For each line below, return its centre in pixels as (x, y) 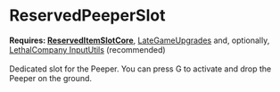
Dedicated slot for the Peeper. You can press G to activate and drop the (140, 69)
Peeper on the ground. (50, 78)
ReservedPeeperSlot (87, 16)
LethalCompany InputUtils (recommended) (88, 49)
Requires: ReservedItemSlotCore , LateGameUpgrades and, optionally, (140, 40)
